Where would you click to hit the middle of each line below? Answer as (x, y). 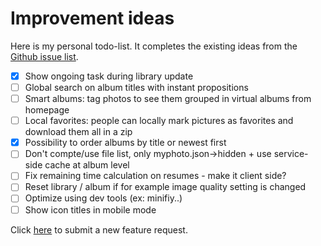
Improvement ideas (92, 18)
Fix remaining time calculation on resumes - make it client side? (155, 176)
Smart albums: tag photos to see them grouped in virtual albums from (168, 99)
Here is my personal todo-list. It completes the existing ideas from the (154, 46)
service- (291, 154)
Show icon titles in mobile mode (90, 209)
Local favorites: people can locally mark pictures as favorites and (159, 121)
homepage (47, 110)
